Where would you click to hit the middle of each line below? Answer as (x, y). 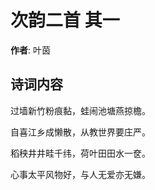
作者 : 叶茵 (30, 50)
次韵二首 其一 (65, 20)
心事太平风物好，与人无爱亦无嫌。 (80, 174)
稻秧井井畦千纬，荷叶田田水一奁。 (80, 153)
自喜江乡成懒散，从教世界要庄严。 (80, 132)
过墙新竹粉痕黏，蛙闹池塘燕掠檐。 (80, 110)
